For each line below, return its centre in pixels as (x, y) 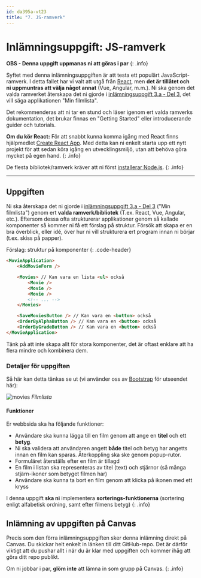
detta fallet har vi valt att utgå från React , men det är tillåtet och (111, 82)
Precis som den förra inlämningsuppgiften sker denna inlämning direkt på (97, 538)
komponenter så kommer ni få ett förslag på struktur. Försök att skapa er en (99, 225)
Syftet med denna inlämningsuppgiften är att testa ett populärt (83, 75)
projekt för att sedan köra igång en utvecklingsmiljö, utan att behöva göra (97, 149)
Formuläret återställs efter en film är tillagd (67, 461)
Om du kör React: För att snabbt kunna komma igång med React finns (92, 137)
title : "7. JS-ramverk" (36, 17)
